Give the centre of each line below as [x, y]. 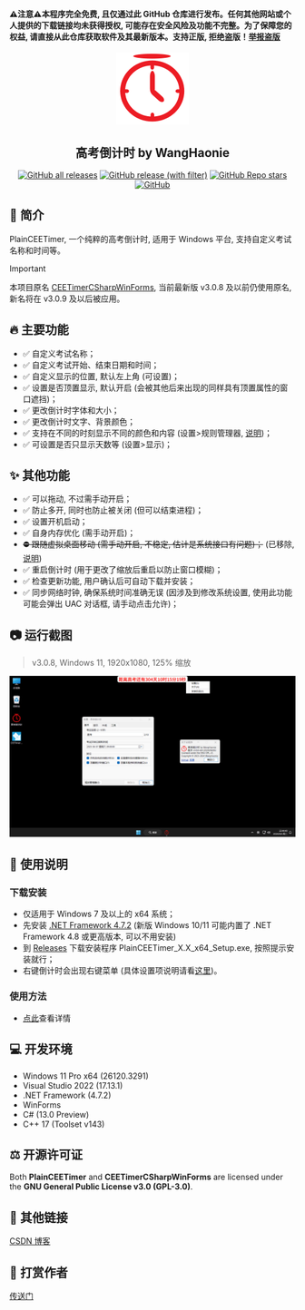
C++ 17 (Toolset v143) [64, 1124]
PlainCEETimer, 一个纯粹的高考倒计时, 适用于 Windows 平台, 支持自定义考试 [151, 239]
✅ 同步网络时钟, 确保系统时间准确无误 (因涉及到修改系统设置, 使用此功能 [157, 592]
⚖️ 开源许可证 [46, 1154]
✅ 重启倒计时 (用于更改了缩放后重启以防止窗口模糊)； [123, 570]
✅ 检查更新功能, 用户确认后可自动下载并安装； [109, 582]
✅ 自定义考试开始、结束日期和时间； [91, 365]
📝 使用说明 [39, 865]
